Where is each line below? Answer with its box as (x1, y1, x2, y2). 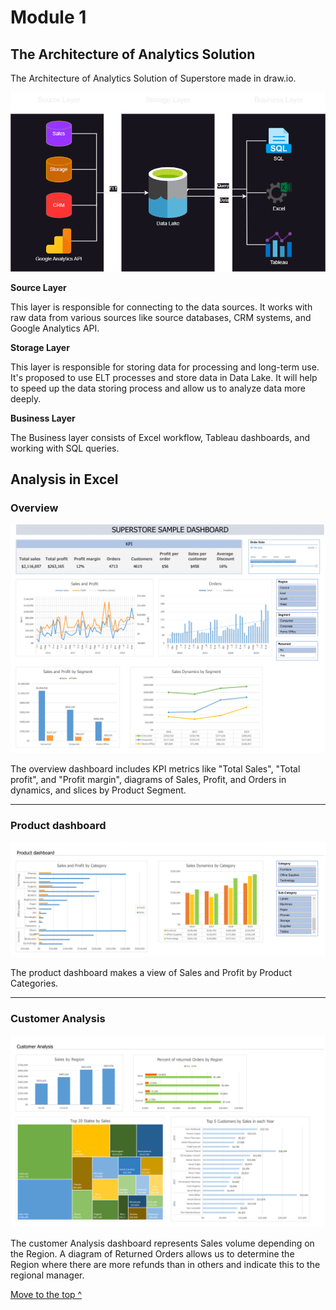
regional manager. (10, 1269, 85, 1281)
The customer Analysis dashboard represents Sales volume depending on (10, 1237, 315, 1249)
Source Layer (10, 281, 67, 293)
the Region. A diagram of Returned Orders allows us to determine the (10, 1247, 295, 1260)
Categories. (10, 977, 59, 990)
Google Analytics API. (10, 322, 100, 334)
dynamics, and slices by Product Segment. (10, 784, 187, 796)
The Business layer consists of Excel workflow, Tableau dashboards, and (10, 431, 310, 443)
